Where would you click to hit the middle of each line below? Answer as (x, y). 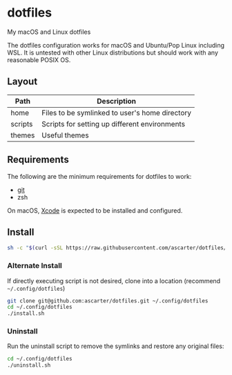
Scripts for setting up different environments (113, 124)
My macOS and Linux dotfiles (49, 32)
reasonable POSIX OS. (39, 59)
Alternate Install (35, 266)
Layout (22, 82)
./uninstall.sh (29, 365)
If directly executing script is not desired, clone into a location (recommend (114, 280)
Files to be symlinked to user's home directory (116, 113)
